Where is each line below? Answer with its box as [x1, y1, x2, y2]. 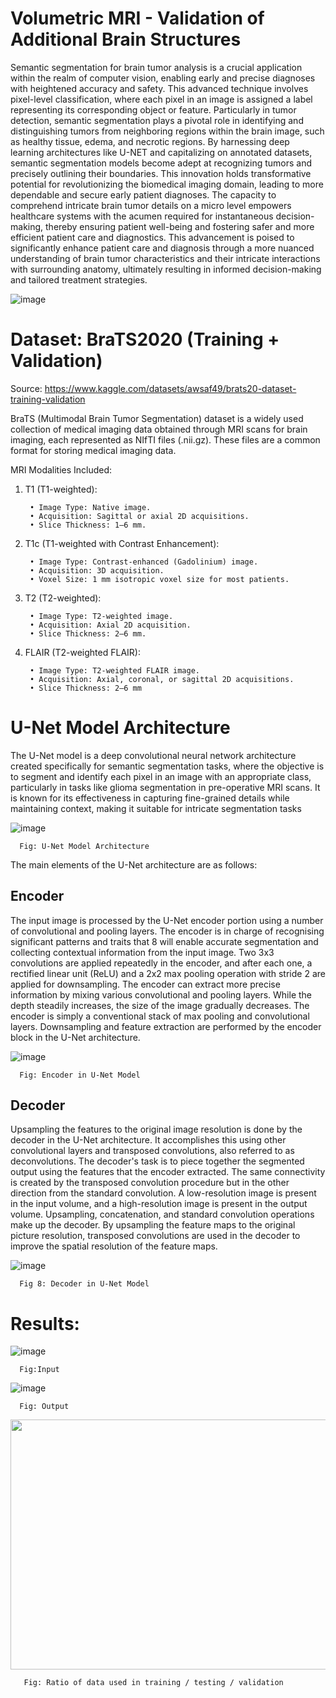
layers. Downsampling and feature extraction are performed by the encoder [10, 1020, 322, 1032]
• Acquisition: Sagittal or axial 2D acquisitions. [29, 511, 250, 521]
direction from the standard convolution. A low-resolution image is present [10, 1187, 317, 1199]
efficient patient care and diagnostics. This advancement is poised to [10, 231, 295, 243]
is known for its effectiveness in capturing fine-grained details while [10, 792, 290, 804]
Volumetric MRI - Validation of [10, 7, 265, 30]
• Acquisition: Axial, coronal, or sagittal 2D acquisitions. [29, 674, 295, 684]
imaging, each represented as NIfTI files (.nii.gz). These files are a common [10, 433, 321, 446]
